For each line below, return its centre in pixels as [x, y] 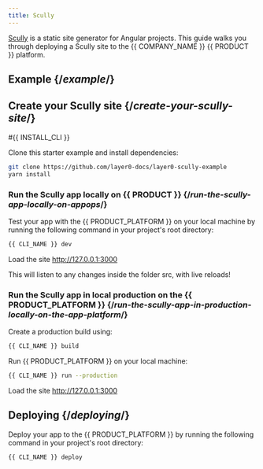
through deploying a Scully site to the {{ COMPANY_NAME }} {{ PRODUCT [129, 46]
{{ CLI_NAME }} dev [40, 244]
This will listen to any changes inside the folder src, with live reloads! [119, 274]
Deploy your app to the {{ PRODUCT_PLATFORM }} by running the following [131, 434]
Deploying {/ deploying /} [69, 415]
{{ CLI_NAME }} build [44, 346]
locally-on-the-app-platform [65, 314]
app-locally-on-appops [54, 204]
